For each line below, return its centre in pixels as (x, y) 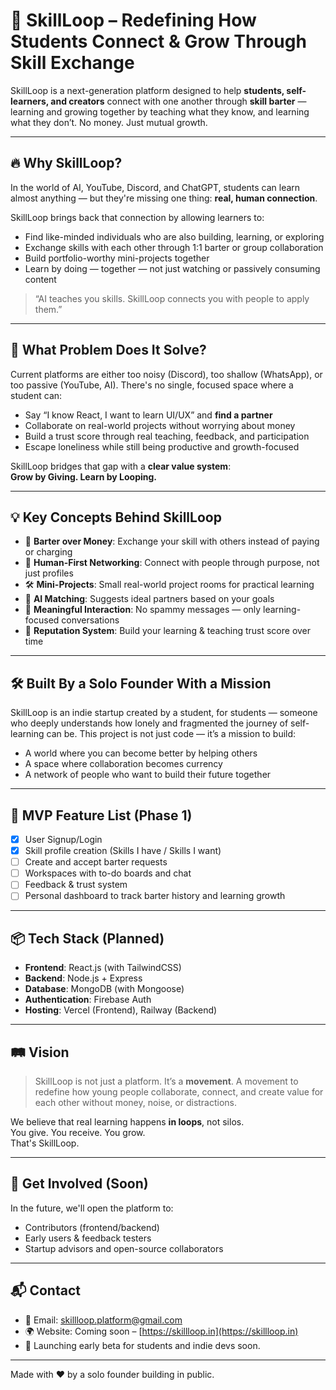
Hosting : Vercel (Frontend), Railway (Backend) (121, 1010)
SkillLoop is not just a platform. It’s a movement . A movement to (166, 1081)
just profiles (49, 573)
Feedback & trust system (76, 885)
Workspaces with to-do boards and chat (108, 873)
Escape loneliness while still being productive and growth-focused (162, 446)
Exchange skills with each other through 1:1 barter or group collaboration (174, 247)
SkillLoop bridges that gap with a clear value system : (121, 466)
